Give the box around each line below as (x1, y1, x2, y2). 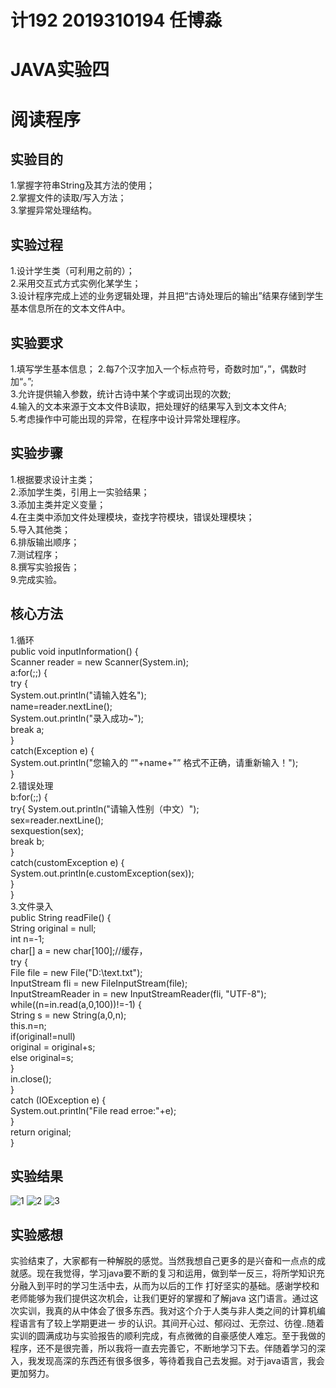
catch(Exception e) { (10, 744, 95, 756)
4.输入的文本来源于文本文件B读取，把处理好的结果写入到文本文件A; (10, 401, 287, 412)
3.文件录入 (10, 900, 54, 912)
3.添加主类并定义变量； (10, 498, 107, 510)
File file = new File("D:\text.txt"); (10, 966, 143, 978)
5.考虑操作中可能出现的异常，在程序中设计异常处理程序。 (10, 413, 246, 425)
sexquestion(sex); (10, 824, 84, 836)
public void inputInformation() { (10, 645, 139, 657)
